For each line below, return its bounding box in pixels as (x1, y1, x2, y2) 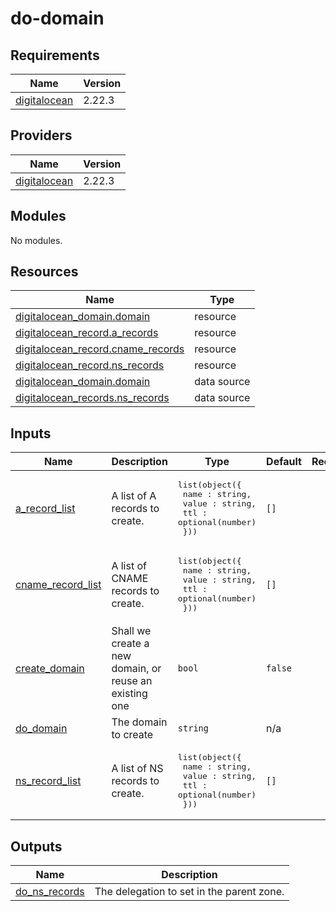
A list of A (111, 489, 157, 503)
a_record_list (15, 502, 76, 516)
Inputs (10, 425, 52, 442)
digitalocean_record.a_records (15, 326, 159, 340)
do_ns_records (15, 885, 85, 899)
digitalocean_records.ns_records (15, 391, 170, 405)
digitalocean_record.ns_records (15, 358, 165, 372)
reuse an (111, 674, 153, 688)
